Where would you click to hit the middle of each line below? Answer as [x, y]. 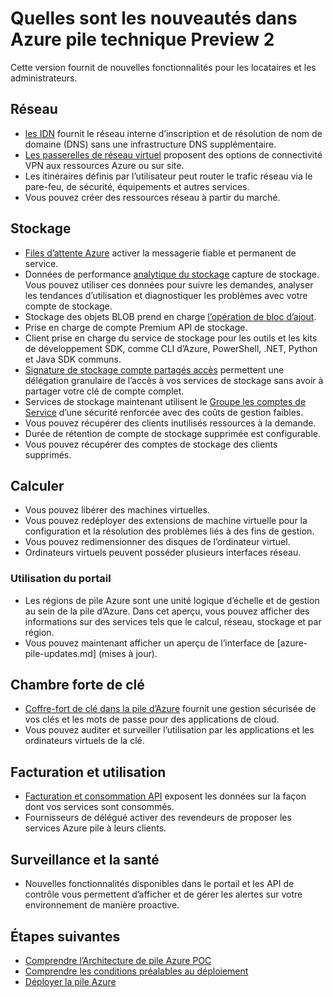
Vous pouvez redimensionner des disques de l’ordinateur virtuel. [157, 542]
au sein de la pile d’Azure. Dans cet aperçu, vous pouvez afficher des [167, 611]
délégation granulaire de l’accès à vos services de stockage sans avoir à [174, 380]
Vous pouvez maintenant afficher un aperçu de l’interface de [149, 643]
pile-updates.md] [60, 653]
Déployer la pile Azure [70, 981]
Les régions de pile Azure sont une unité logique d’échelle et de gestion [172, 600]
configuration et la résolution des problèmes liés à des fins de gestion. [169, 531]
